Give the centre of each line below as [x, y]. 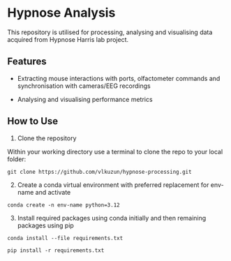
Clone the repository [47, 138]
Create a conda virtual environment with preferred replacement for [113, 185]
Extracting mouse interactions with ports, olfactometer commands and [119, 78]
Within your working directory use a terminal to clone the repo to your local [115, 151]
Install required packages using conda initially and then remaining [112, 218]
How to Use [33, 121]
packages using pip [46, 225]
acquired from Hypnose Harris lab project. [68, 39]
